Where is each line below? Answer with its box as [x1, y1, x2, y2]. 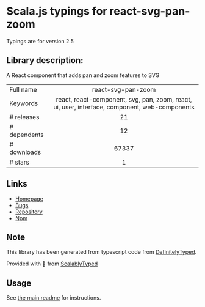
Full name [9, 85, 38, 94]
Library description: [6, 55, 84, 65]
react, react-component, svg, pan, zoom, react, [56, 95, 192, 103]
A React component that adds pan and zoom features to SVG [6, 72, 160, 79]
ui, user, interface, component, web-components [53, 103, 195, 111]
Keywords [9, 99, 38, 108]
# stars [9, 158, 29, 166]
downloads [9, 148, 41, 157]
